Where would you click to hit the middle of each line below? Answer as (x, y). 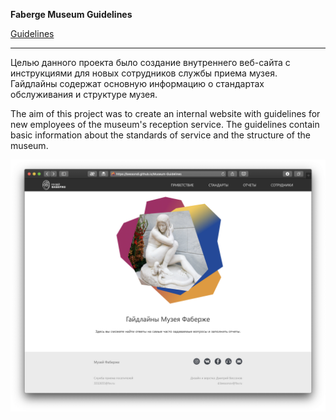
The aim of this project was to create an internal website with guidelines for (165, 113)
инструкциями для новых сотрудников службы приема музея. (144, 73)
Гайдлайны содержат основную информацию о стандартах (137, 83)
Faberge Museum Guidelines (71, 14)
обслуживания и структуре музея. (84, 94)
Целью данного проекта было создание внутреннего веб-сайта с (150, 62)
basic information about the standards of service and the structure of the (160, 135)
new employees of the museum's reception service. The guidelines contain (165, 124)
